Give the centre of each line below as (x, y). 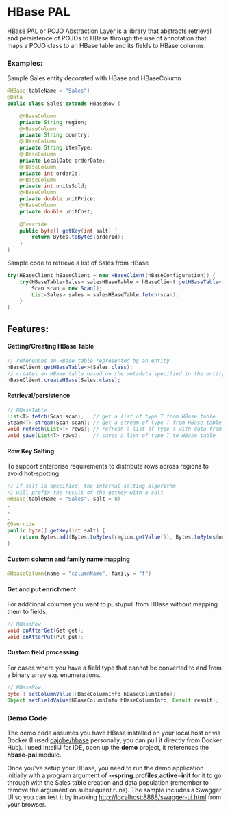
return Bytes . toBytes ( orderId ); (78, 237)
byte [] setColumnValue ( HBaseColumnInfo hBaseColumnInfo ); (91, 694)
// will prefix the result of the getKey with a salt (86, 493)
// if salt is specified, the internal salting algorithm (91, 486)
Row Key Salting (31, 451)
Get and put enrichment (42, 589)
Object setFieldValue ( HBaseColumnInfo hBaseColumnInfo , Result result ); (113, 700)
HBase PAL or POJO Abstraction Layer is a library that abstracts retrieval (110, 31)
